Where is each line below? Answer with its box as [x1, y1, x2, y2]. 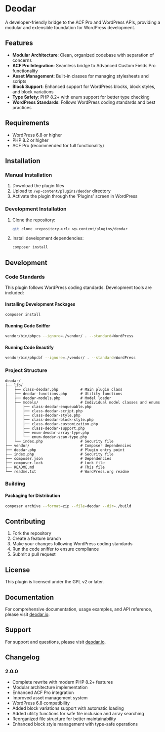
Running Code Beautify [5, 344, 54, 350]
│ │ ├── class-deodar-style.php [5, 413, 81, 418]
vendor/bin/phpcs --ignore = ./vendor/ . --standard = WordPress [5, 334, 134, 339]
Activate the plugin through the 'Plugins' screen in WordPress [12, 193, 138, 199]
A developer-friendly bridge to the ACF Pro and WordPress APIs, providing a [5, 19, 161, 25]
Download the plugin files [12, 183, 64, 189]
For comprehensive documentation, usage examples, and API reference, [5, 606, 153, 612]
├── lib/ [5, 382, 23, 388]
